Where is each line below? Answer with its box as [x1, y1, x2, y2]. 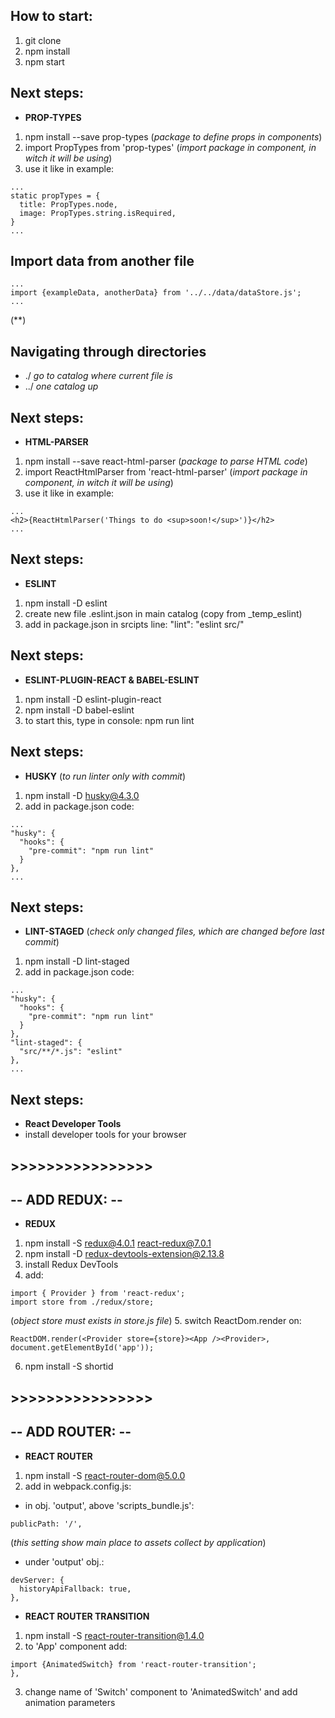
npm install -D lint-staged [24, 955, 130, 968]
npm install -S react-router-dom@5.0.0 [24, 1469, 186, 1481]
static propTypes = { [10, 190, 101, 201]
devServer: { [10, 1575, 65, 1585]
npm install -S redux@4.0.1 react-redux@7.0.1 [24, 1237, 212, 1249]
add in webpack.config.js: [24, 1480, 132, 1492]
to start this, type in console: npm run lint [24, 714, 195, 726]
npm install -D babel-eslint [24, 704, 135, 716]
